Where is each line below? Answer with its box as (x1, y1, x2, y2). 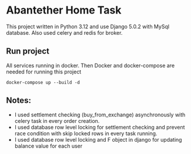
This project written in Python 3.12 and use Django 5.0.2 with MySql (6, 23, 169, 30)
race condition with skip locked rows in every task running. (14, 130, 158, 137)
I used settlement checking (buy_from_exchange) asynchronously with (14, 111, 186, 118)
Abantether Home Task (6, 4, 122, 17)
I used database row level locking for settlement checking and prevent (14, 123, 185, 130)
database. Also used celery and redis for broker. (6, 29, 123, 36)
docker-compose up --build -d (6, 79, 81, 85)
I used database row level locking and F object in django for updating (14, 136, 182, 143)
